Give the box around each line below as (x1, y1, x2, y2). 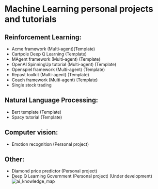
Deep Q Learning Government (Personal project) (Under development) (11, 173, 153, 179)
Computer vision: (4, 128, 59, 137)
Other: (4, 155, 25, 164)
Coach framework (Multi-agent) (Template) (11, 77, 98, 83)
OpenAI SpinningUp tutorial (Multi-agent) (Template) (11, 62, 117, 67)
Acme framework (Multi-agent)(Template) (11, 46, 95, 52)
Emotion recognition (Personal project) (11, 141, 89, 147)
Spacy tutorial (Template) (11, 114, 63, 120)
